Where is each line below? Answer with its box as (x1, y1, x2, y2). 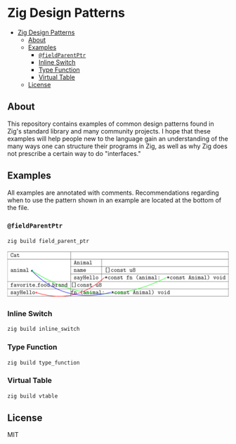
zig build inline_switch (7, 325, 80, 333)
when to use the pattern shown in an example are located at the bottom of (7, 195, 222, 204)
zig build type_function (7, 359, 80, 366)
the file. (7, 203, 29, 211)
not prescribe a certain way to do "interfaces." (7, 149, 142, 157)
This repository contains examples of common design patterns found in (7, 119, 214, 128)
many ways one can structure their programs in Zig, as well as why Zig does (7, 142, 228, 150)
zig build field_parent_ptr (7, 237, 90, 244)
